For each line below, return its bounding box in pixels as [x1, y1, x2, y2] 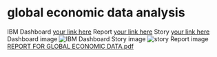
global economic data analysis [7, 5, 185, 21]
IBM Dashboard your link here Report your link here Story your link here [7, 27, 210, 36]
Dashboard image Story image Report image [7, 34, 209, 43]
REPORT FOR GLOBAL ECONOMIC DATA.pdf [7, 42, 134, 50]
